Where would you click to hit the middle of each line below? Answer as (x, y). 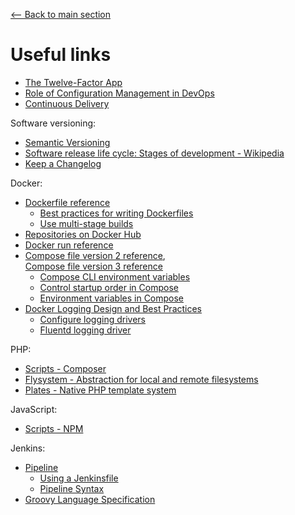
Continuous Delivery (67, 103)
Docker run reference (69, 245)
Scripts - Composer (65, 368)
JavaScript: (34, 409)
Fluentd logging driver (85, 330)
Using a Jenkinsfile (79, 478)
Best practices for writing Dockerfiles (116, 213)
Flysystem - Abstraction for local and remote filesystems (141, 379)
